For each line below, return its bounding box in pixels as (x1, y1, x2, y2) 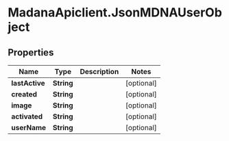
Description (80, 67, 119, 76)
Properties (8, 47, 54, 58)
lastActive (11, 79, 45, 88)
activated (11, 112, 43, 121)
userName (11, 123, 47, 132)
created (11, 90, 37, 99)
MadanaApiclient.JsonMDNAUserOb (8, 5, 222, 21)
